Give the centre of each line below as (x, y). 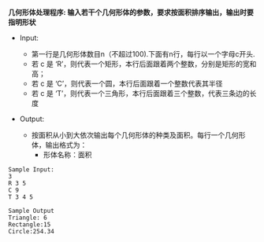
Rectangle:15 (30, 225)
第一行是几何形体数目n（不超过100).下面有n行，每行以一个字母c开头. (143, 54)
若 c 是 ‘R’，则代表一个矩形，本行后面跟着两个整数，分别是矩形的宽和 (144, 64)
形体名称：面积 (67, 155)
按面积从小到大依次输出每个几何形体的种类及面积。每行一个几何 (135, 135)
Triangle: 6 (28, 218)
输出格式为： (66, 145)
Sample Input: (32, 170)
